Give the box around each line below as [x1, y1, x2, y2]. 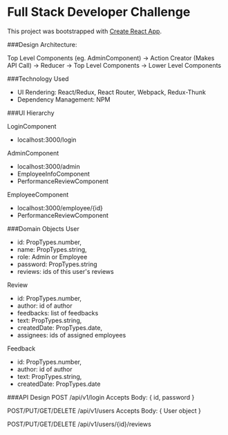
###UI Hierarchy [7, 109, 55, 117]
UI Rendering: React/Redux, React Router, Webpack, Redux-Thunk [17, 88, 206, 96]
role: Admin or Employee [17, 252, 88, 261]
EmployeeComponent [7, 190, 69, 198]
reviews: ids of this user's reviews [17, 267, 114, 275]
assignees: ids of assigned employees [17, 331, 126, 339]
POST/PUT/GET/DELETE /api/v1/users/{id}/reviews [7, 420, 152, 428]
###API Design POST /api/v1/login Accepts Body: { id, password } [7, 393, 195, 401]
